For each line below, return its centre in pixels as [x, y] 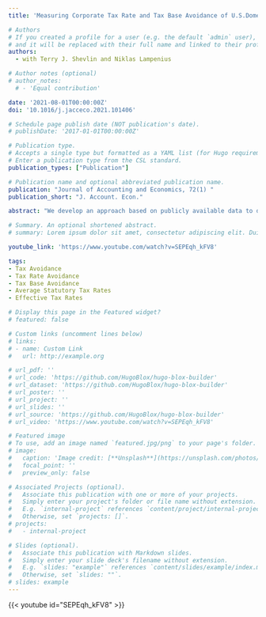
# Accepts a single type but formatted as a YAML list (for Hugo [118, 153]
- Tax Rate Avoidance [44, 276]
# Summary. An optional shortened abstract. [83, 225]
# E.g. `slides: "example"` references [78, 568]
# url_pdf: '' [32, 370]
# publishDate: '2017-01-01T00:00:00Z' [74, 131]
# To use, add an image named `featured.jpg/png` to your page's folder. [133, 444]
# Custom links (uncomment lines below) [76, 334]
